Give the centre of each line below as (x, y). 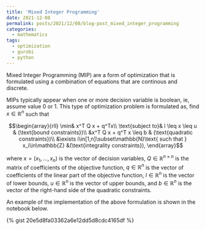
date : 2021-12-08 (28, 18)
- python (23, 57)
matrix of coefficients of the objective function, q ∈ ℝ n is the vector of (95, 167)
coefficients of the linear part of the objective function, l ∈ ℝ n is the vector (100, 175)
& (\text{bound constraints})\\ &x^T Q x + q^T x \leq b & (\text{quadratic (103, 133)
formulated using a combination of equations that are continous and (92, 81)
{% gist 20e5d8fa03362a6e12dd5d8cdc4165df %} (70, 220)
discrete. (17, 88)
